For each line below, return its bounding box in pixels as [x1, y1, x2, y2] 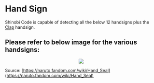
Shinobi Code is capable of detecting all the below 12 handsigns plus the [5, 19, 150, 25]
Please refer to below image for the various [5, 38, 138, 47]
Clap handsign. [5, 24, 35, 30]
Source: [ [5, 67, 23, 73]
